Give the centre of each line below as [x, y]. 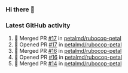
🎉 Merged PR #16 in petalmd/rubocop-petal [68, 51]
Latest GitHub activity [38, 25]
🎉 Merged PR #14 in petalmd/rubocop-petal [68, 64]
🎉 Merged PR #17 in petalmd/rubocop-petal [68, 39]
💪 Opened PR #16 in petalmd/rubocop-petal [68, 57]
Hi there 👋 [20, 9]
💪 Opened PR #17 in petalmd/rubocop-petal [68, 45]
